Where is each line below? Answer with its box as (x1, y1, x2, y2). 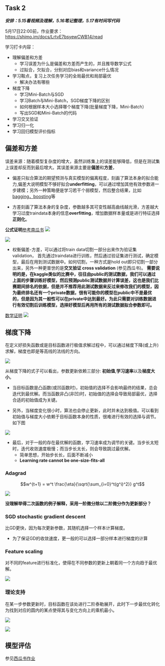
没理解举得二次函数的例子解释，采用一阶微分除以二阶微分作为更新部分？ (5, 500, 151, 506)
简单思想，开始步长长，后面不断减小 (19, 452, 93, 458)
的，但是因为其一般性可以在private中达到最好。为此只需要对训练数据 (12, 296, 152, 301)
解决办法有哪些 (19, 79, 50, 85)
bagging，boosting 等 (12, 193, 55, 199)
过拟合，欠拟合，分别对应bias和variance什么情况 (19, 67, 119, 73)
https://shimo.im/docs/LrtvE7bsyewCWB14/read (5, 34, 103, 39)
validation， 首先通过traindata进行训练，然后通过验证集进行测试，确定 (12, 253, 155, 259)
